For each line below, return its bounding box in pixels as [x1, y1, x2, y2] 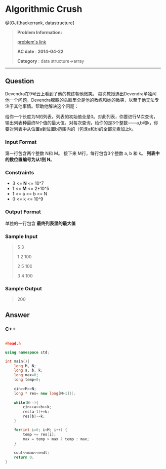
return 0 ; [14, 455, 35, 460]
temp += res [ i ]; [23, 432, 56, 437]
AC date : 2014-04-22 [17, 48, 64, 54]
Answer [5, 311, 30, 319]
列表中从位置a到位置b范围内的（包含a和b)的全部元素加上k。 [13, 126, 136, 132]
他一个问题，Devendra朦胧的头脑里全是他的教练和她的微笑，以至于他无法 [5, 97, 155, 103]
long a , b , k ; [14, 368, 43, 373]
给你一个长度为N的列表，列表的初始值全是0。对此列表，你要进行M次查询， [5, 114, 158, 119]
